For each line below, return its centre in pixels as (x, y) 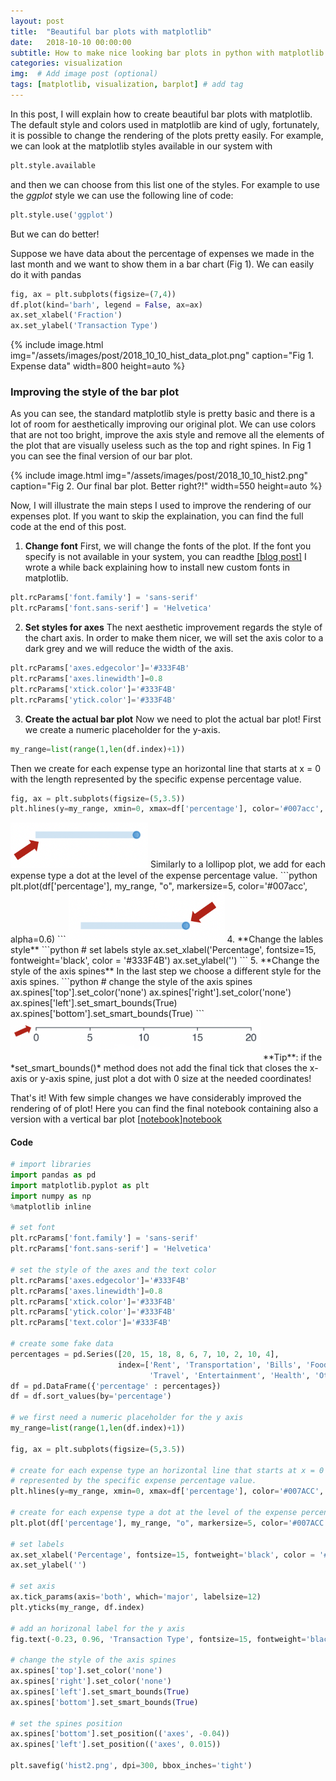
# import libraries (51, 1165)
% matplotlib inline (51, 1206)
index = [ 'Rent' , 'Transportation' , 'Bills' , (209, 1365)
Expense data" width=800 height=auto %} (98, 366)
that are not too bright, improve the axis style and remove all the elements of (167, 435)
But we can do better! (55, 234)
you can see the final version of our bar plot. (101, 456)
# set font (33, 1228)
